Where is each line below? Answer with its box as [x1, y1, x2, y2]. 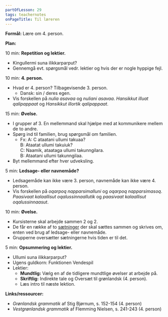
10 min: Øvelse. [5, 209, 38, 215]
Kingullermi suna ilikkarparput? [12, 60, 77, 66]
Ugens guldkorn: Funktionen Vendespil [12, 259, 93, 266]
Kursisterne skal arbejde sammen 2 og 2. [12, 219, 98, 225]
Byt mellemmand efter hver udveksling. [12, 158, 94, 164]
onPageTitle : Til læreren [5, 17, 60, 22]
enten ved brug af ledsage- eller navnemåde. [12, 229, 107, 235]
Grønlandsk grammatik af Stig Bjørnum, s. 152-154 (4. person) [12, 301, 142, 307]
